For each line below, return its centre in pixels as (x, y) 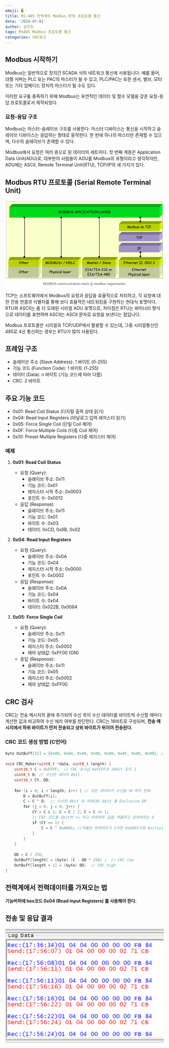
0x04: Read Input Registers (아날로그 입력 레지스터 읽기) (69, 418)
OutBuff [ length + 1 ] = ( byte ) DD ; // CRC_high (65, 865)
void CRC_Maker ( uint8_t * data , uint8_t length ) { (58, 764)
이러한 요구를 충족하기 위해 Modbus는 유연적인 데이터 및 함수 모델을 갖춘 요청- (82, 96)
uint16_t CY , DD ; (32, 780)
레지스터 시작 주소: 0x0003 (54, 492)
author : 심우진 (20, 27)
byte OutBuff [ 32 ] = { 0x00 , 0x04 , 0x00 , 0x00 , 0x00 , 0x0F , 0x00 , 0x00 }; (82, 753)
